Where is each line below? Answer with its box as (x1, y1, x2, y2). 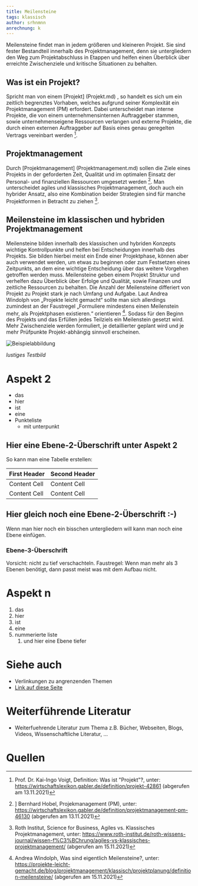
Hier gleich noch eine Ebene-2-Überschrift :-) (6, 509, 177, 520)
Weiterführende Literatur (6, 705, 131, 718)
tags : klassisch (6, 14, 46, 20)
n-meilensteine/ (14, 873, 54, 880)
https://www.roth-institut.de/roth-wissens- (82, 830, 186, 838)
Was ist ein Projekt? (6, 77, 81, 87)
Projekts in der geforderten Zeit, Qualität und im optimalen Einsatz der (6, 171, 176, 178)
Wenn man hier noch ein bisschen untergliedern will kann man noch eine (6, 525, 183, 532)
